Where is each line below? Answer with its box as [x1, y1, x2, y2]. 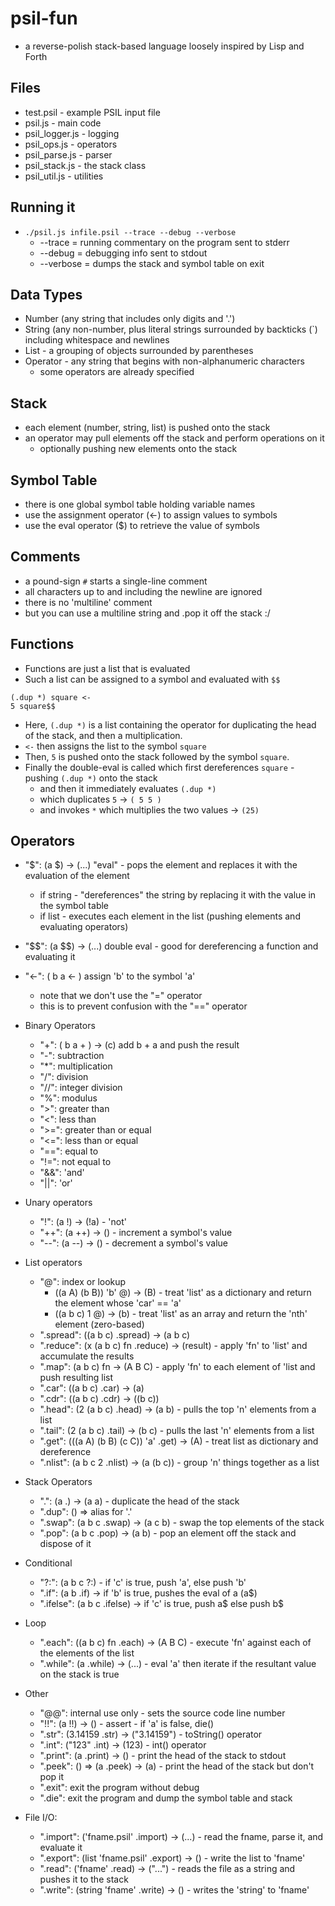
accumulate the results [39, 1350, 135, 1362]
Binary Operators [24, 1020, 96, 1032]
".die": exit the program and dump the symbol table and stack [39, 1792, 293, 1804]
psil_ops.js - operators [24, 138, 118, 150]
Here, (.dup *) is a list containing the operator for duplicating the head [24, 718, 317, 731]
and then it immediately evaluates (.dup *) [39, 782, 217, 794]
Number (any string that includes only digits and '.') [24, 313, 236, 325]
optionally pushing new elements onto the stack [39, 443, 238, 455]
